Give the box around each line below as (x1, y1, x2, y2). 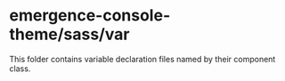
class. (9, 63, 31, 74)
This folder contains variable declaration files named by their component (9, 53, 276, 64)
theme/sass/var (9, 24, 130, 45)
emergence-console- (9, 5, 171, 26)
